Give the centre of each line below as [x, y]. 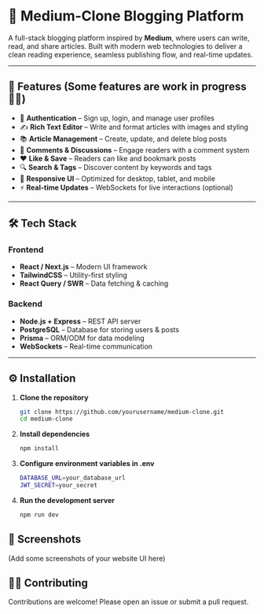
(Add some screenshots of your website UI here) [87, 558]
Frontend [26, 250]
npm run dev [39, 515]
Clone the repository [54, 398]
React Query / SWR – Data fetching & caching [94, 283]
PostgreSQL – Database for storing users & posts [99, 329]
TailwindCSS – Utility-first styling [73, 276]
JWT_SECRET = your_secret [59, 486]
